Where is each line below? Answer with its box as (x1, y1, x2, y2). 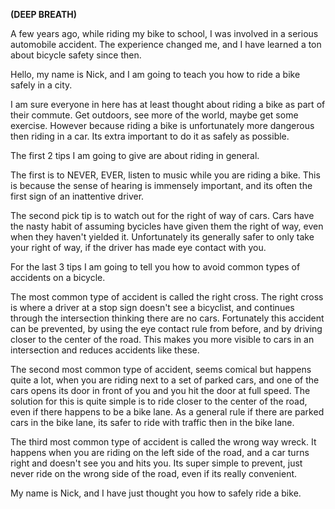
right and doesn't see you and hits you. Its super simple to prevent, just (10, 457, 303, 469)
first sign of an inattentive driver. (10, 190, 145, 202)
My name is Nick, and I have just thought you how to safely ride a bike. (10, 487, 302, 499)
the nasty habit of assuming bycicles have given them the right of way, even (10, 220, 324, 232)
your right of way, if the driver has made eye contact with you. (10, 242, 267, 253)
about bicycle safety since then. (10, 49, 142, 61)
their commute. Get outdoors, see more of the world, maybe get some (10, 109, 299, 121)
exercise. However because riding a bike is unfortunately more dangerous (10, 120, 315, 131)
